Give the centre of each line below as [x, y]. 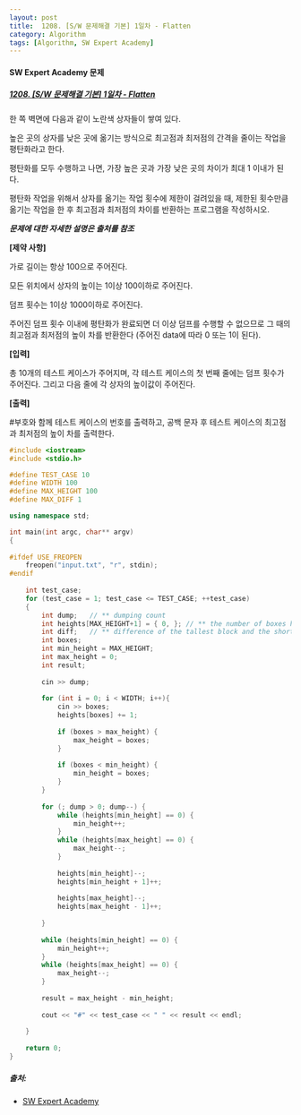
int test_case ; [54, 591]
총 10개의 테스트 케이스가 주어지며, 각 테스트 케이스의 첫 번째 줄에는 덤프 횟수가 [147, 373]
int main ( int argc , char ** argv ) [72, 532]
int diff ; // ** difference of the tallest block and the [156, 632]
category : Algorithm [48, 34]
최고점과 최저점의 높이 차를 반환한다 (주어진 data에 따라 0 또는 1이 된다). [135, 334]
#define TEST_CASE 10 [50, 475]
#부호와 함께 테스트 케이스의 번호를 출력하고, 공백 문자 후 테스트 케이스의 [136, 422]
